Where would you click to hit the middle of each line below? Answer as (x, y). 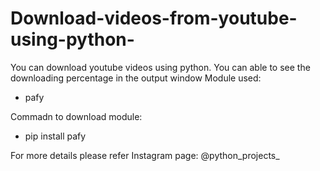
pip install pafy (55, 136)
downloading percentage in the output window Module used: (136, 78)
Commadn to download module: (76, 116)
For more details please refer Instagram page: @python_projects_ (145, 155)
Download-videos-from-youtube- (154, 18)
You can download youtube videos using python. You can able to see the (160, 67)
